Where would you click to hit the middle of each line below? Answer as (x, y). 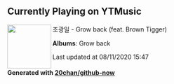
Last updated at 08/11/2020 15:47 (101, 57)
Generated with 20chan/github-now (61, 73)
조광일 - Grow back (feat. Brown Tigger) (109, 29)
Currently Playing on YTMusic (74, 12)
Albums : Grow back (81, 43)
